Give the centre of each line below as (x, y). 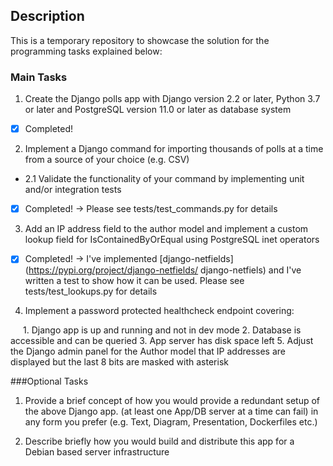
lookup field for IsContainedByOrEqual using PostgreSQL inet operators (172, 240)
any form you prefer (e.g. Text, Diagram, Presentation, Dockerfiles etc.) (171, 422)
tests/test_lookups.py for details (91, 291)
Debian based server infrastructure (97, 452)
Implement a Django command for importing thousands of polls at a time (174, 149)
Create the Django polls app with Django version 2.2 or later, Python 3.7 (172, 99)
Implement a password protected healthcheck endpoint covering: (159, 311)
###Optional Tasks (49, 381)
